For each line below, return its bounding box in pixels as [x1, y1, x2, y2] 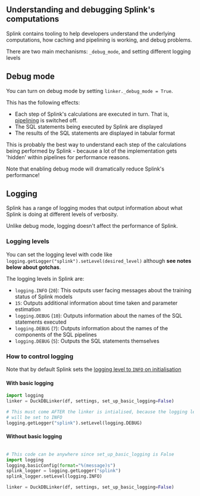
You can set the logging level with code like [6, 250, 112, 258]
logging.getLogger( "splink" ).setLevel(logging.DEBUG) [6, 420, 143, 426]
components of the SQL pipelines [14, 331, 97, 338]
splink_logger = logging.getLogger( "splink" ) [6, 468, 121, 474]
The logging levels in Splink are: [6, 275, 85, 282]
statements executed [14, 318, 67, 325]
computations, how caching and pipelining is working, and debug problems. [6, 36, 192, 44]
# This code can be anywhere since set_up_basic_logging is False [6, 451, 174, 457]
